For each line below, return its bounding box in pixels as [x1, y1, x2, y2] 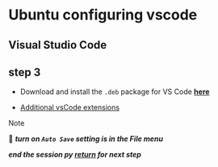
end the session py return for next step [8, 150, 141, 160]
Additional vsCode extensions [19, 103, 119, 113]
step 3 [8, 65, 41, 79]
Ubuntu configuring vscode [8, 6, 198, 24]
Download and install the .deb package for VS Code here [19, 87, 210, 96]
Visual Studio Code [8, 38, 107, 52]
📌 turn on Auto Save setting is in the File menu [8, 134, 164, 143]
